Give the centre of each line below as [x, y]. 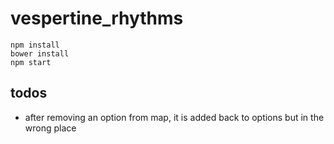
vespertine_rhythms [97, 18]
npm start [31, 62]
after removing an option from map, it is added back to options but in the [174, 117]
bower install [40, 53]
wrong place [50, 128]
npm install [35, 45]
